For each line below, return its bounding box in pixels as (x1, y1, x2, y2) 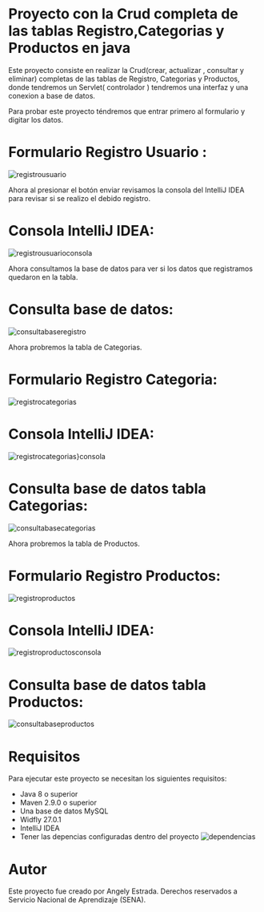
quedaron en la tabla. (8, 272, 78, 281)
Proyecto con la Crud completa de (8, 5, 238, 23)
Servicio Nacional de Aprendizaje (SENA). (8, 895, 146, 905)
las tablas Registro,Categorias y (8, 22, 225, 40)
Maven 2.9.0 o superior (19, 798, 98, 808)
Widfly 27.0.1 (19, 815, 62, 825)
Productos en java (8, 39, 130, 57)
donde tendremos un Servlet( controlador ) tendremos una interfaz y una (8, 82, 249, 92)
